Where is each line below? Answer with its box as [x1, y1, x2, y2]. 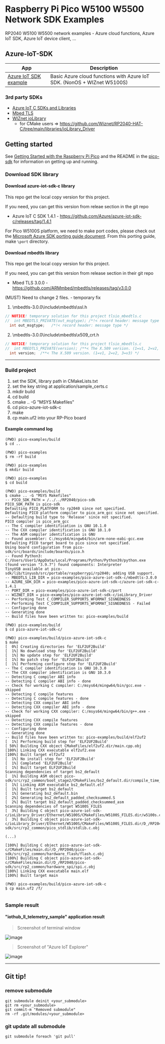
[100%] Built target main [5, 873, 58, 878]
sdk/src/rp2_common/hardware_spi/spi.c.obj [5, 864, 96, 869]
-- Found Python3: [5, 554, 43, 559]
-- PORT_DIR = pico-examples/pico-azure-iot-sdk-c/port [5, 588, 122, 593]
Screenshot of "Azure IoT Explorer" [17, 944, 88, 950]
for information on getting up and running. [13, 158, 99, 164]
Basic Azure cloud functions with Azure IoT [50, 73, 150, 79]
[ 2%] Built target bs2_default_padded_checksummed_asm [5, 799, 124, 805]
